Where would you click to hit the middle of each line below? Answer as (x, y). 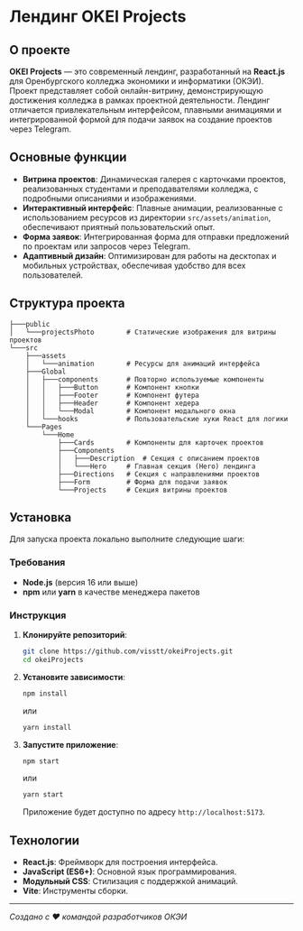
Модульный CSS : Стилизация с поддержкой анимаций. (130, 881)
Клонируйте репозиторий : (75, 635)
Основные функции (68, 157)
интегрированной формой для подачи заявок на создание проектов (141, 120)
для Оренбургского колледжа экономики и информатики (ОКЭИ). (137, 81)
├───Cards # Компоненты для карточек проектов (161, 442)
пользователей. (53, 275)
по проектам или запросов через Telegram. (106, 246)
